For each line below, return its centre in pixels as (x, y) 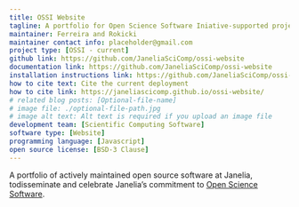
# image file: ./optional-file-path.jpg (85, 108)
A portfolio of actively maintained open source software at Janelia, (131, 175)
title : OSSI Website (48, 17)
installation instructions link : (71, 76)
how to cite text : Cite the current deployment (99, 84)
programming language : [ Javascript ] (77, 141)
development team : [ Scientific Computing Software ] (107, 125)
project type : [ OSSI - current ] (69, 51)
